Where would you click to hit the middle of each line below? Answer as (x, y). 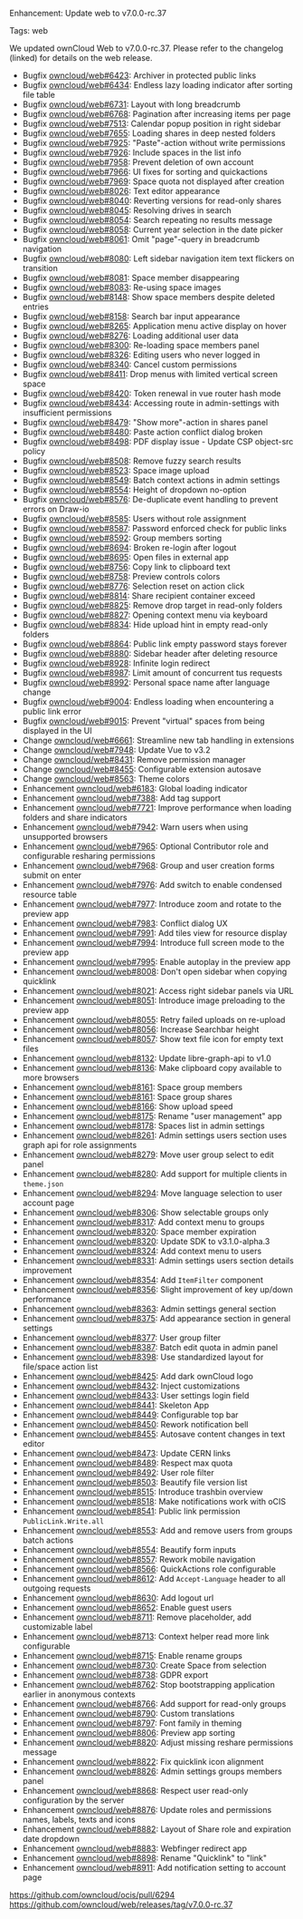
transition (40, 268)
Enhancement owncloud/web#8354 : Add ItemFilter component (143, 1280)
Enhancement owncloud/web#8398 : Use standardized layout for (143, 1357)
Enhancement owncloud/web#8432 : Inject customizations (131, 1386)
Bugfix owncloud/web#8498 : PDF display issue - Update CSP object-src (158, 442)
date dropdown (51, 1839)
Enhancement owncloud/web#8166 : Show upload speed (128, 1106)
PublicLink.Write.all (63, 1522)
